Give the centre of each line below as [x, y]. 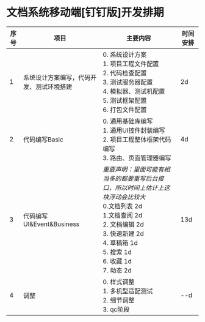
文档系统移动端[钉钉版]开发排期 [85, 13]
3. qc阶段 [116, 309]
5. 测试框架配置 [125, 100]
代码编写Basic [44, 140]
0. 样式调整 [119, 282]
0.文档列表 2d [122, 206]
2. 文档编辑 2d [124, 224]
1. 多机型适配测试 [128, 291]
